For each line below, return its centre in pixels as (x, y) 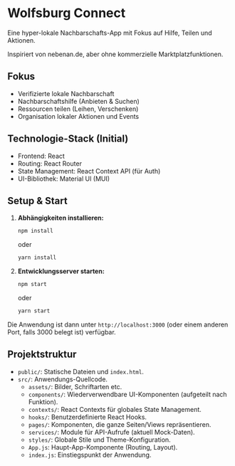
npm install (35, 231)
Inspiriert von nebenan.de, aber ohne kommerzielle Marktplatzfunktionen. (115, 54)
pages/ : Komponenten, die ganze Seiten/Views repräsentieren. (120, 424)
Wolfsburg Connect (67, 13)
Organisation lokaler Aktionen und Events (78, 116)
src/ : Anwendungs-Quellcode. (63, 379)
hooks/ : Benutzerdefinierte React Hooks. (88, 417)
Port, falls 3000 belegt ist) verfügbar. (62, 332)
